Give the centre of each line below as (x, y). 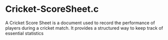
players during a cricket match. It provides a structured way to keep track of (84, 28)
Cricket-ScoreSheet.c (52, 9)
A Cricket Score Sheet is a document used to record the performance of (80, 23)
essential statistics (24, 33)
